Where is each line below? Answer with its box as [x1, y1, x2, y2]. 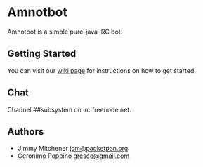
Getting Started [7, 48, 77, 60]
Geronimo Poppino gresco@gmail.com [17, 152, 130, 160]
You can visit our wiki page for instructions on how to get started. [7, 66, 197, 74]
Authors [7, 126, 44, 138]
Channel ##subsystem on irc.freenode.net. [7, 105, 131, 114]
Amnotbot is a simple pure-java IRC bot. [7, 27, 123, 36]
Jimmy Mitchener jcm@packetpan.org [17, 145, 129, 153]
